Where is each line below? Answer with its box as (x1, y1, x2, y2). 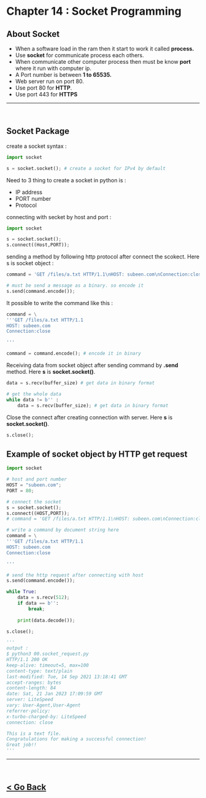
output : (6, 645, 29, 651)
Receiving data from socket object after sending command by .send (6, 362, 179, 369)
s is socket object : (6, 260, 54, 267)
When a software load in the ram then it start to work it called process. (15, 45, 194, 52)
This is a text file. (6, 730, 62, 737)
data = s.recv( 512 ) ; (17, 594, 70, 601)
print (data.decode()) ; (17, 617, 75, 624)
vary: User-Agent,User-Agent (6, 702, 81, 708)
